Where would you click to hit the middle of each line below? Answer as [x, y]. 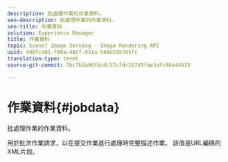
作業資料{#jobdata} [63, 107]
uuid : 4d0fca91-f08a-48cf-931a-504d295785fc [72, 53]
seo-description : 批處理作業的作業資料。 [62, 20]
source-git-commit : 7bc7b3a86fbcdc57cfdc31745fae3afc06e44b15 [99, 65]
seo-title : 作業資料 [35, 26]
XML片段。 [23, 151]
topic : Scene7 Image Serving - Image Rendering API [83, 46]
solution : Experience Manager [51, 33]
